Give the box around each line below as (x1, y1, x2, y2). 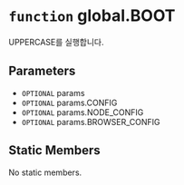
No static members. (8, 167, 82, 178)
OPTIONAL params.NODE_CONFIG (21, 106, 144, 118)
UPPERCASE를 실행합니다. (8, 36, 104, 47)
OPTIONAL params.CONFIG (21, 97, 118, 108)
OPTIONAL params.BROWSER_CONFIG (21, 116, 160, 127)
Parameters (8, 63, 76, 79)
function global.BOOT (8, 5, 176, 26)
